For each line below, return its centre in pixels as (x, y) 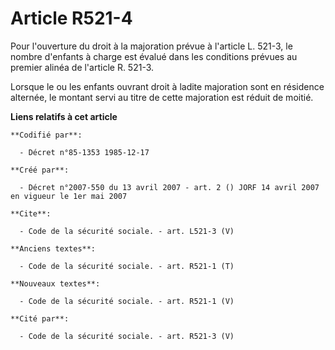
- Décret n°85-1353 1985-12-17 (84, 152)
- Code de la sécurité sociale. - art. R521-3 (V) (127, 336)
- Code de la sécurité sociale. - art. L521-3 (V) (127, 231)
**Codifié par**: (46, 135)
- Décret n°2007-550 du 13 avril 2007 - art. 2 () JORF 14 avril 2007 (169, 187)
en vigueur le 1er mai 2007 (69, 196)
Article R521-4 (71, 18)
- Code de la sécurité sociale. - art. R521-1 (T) (127, 266)
